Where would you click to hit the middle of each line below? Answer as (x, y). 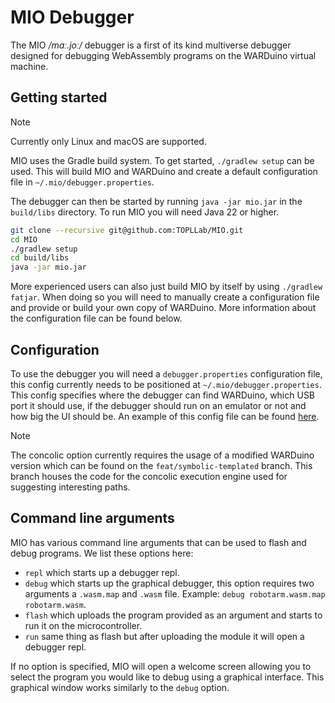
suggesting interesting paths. (70, 487)
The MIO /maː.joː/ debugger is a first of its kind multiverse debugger (151, 45)
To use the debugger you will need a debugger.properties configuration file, (166, 373)
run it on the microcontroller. (83, 625)
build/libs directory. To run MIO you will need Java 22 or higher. (145, 212)
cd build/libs (40, 258)
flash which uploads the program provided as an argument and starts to (173, 615)
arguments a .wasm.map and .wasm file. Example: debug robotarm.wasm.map (175, 593)
